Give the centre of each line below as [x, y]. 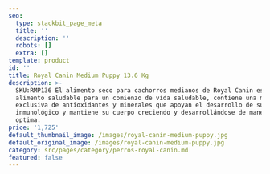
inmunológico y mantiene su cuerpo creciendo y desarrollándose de [131, 113]
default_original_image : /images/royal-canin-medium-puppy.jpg [117, 142]
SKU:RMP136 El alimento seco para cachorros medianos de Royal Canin [134, 90]
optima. [29, 120]
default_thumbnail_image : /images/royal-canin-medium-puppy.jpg [118, 135]
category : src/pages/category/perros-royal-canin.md [98, 150]
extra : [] [32, 53]
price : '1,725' [34, 127]
